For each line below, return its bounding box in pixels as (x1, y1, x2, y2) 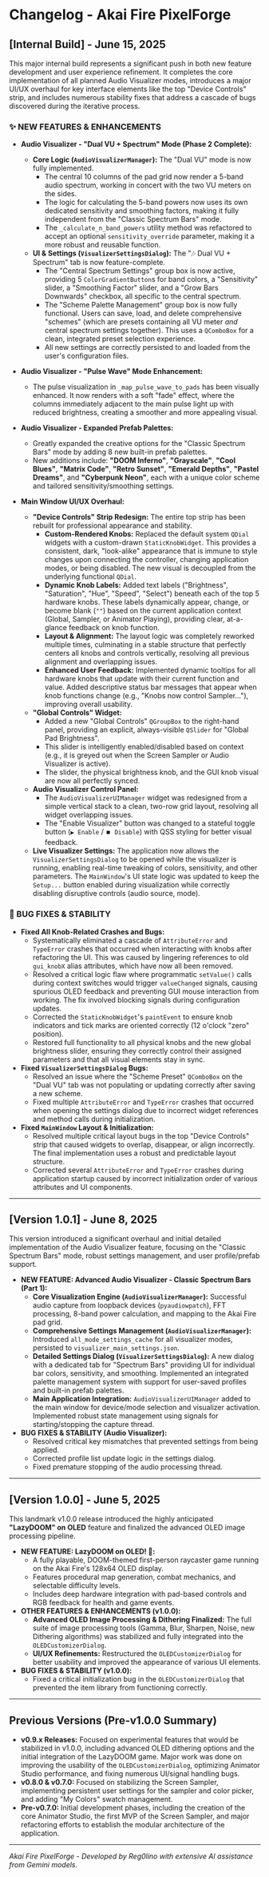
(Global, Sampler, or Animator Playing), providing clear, (44, 614, 226, 624)
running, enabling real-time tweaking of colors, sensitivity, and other (32, 863, 258, 873)
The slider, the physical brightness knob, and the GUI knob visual (44, 767, 259, 778)
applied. (32, 1445, 60, 1455)
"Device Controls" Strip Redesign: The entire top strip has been (32, 512, 246, 522)
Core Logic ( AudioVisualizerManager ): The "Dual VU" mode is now (32, 155, 251, 165)
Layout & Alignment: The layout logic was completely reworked (44, 631, 255, 641)
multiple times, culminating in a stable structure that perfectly (44, 640, 247, 649)
